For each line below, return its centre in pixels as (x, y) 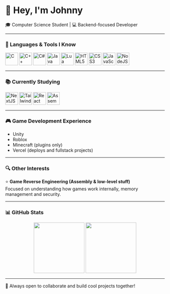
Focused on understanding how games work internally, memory (72, 189)
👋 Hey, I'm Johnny (44, 10)
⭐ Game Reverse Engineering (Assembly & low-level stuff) (68, 182)
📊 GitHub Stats (25, 213)
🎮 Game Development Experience (49, 121)
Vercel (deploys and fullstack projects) (53, 150)
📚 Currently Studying (33, 82)
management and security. (33, 194)
